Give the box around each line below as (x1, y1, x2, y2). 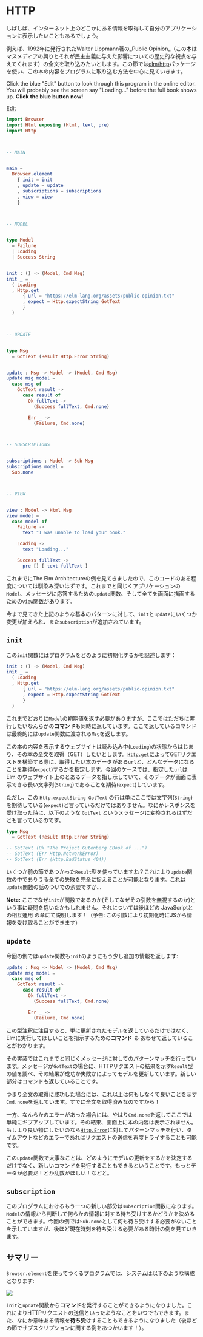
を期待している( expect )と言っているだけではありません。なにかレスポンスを (6, 801, 196, 808)
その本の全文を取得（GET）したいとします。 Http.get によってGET (16, 750, 181, 758)
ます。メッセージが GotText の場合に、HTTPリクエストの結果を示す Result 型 (6, 1062, 193, 1069)
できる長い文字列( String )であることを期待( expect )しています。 (11, 781, 168, 788)
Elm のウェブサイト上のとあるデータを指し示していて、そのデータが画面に (6, 773, 192, 780)
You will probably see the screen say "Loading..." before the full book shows (6, 86, 197, 94)
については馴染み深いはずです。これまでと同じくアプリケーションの (11, 582, 181, 590)
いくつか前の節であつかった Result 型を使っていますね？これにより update (6, 868, 187, 875)
